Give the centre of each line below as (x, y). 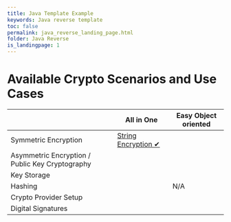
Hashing (24, 186)
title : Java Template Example (51, 13)
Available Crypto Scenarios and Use (112, 79)
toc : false (23, 26)
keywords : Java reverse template (55, 20)
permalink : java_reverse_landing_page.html (70, 33)
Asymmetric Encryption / (51, 155)
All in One (141, 119)
